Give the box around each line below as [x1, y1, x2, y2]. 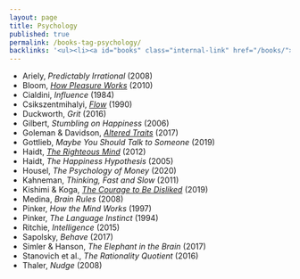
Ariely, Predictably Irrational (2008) [21, 70, 154, 81]
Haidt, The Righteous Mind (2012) [21, 146, 146, 157]
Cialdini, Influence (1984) [21, 90, 114, 101]
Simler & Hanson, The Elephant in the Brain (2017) [21, 242, 207, 252]
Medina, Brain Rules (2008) [21, 193, 124, 205]
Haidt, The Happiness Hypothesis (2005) [21, 156, 174, 167]
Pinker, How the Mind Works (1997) [21, 203, 152, 214]
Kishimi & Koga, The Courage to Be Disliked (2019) [21, 185, 209, 195]
